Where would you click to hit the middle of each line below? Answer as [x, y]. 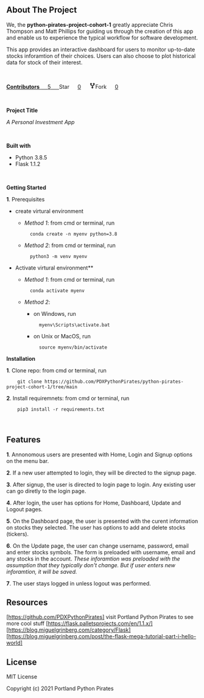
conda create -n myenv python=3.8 [73, 234]
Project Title [22, 110]
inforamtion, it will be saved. [42, 571]
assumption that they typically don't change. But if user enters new [91, 565]
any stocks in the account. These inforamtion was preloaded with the [93, 559]
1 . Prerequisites [26, 199]
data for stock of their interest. [44, 62]
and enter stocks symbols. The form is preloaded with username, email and [101, 552]
